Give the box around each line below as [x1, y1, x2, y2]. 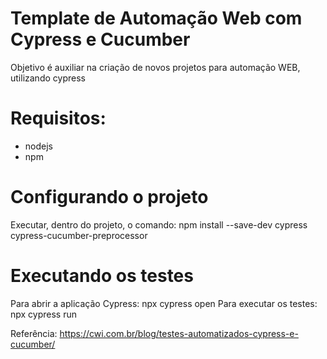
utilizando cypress [10, 72, 86, 84]
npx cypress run [10, 308, 78, 320]
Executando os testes [10, 265, 194, 287]
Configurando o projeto [10, 186, 209, 209]
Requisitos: [10, 107, 107, 130]
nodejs [24, 140, 53, 152]
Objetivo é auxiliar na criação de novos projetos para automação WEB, [10, 61, 301, 73]
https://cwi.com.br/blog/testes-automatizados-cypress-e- [59, 327, 299, 339]
